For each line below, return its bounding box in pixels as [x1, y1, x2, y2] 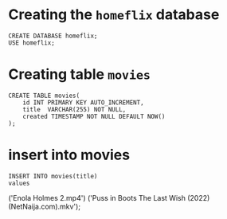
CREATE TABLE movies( [8, 92, 80, 100]
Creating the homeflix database [8, 6, 220, 24]
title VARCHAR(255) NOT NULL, [22, 105, 127, 113]
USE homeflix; [8, 38, 56, 47]
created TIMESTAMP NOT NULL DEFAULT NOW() [22, 112, 166, 120]
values [8, 179, 30, 187]
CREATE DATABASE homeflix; [8, 32, 98, 40]
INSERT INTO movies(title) [8, 172, 98, 180]
